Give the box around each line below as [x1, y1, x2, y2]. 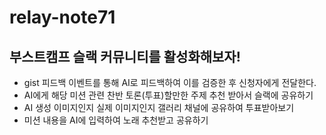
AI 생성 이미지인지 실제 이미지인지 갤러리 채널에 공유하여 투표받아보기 [23, 102, 295, 113]
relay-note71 [9, 6, 116, 29]
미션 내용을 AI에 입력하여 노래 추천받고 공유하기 [23, 114, 209, 126]
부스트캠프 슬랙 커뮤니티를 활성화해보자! [9, 48, 241, 65]
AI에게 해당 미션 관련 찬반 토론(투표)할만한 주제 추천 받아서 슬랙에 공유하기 [23, 89, 314, 101]
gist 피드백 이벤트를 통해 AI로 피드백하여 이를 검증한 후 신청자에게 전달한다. [23, 77, 317, 88]
